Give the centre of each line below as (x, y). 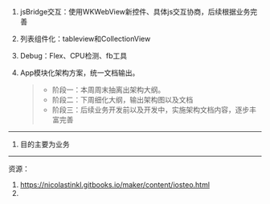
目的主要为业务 (45, 144)
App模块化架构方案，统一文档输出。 (80, 73)
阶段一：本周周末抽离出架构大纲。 (108, 90)
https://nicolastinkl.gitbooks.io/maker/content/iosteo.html (115, 185)
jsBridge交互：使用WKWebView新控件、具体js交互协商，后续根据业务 (135, 12)
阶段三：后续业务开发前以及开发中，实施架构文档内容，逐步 (151, 110)
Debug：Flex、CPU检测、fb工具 (73, 56)
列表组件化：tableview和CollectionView (85, 39)
